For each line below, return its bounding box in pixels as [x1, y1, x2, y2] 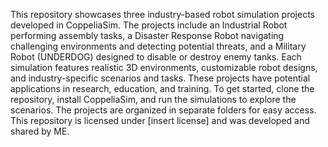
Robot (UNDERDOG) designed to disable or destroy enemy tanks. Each [10, 51, 302, 63]
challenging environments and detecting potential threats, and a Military [10, 40, 307, 52]
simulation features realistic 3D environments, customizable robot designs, [10, 62, 318, 73]
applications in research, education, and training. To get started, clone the [10, 83, 315, 94]
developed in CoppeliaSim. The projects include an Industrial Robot [10, 19, 288, 31]
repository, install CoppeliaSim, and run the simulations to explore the [10, 94, 297, 105]
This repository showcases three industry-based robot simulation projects [10, 9, 315, 20]
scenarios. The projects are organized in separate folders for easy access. [10, 104, 317, 116]
